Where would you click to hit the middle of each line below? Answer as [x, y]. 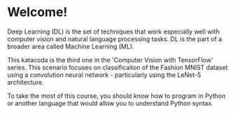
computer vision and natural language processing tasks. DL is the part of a [115, 38]
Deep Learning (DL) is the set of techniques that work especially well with [114, 31]
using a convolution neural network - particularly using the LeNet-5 [104, 75]
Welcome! [37, 12]
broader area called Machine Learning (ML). [71, 46]
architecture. [26, 82]
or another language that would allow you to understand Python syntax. [110, 103]
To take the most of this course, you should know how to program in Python [116, 96]
